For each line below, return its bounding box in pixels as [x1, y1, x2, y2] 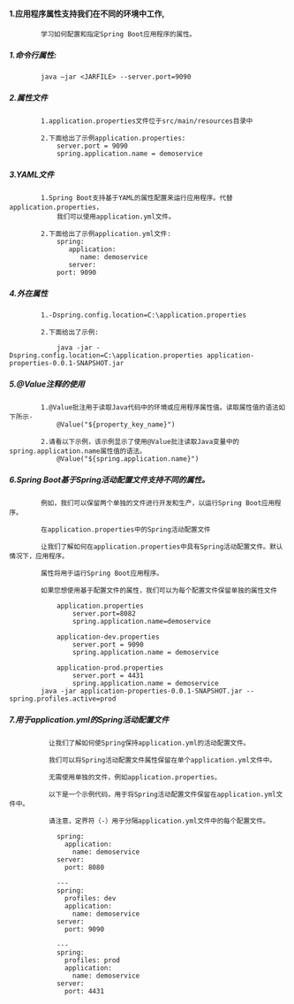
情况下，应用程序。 [9, 552, 69, 561]
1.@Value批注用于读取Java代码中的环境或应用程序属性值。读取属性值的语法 [41, 403, 280, 412]
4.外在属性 [9, 287, 49, 298]
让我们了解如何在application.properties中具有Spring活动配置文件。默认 [41, 542, 283, 552]
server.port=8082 [72, 609, 137, 618]
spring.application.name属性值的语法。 [9, 447, 147, 456]
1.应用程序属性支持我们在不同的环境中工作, [9, 8, 165, 19]
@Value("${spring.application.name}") [56, 455, 200, 464]
